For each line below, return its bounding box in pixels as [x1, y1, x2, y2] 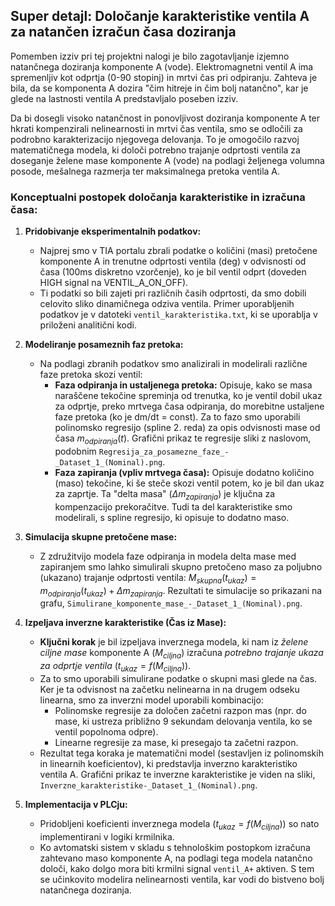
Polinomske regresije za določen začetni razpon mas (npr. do [54, 704, 307, 716]
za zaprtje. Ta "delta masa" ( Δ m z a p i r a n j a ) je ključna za [54, 487, 276, 502]
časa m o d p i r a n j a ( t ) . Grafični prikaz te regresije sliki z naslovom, [54, 432, 312, 446]
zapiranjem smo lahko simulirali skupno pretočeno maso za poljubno [39, 560, 323, 573]
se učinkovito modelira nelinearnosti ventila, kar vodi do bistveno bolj [39, 873, 325, 885]
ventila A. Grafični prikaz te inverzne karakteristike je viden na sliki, [39, 768, 316, 780]
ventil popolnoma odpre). [54, 725, 159, 738]
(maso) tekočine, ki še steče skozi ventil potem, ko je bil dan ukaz [54, 477, 325, 489]
